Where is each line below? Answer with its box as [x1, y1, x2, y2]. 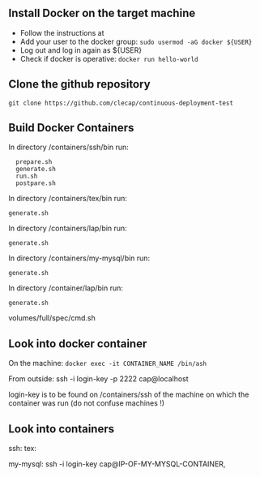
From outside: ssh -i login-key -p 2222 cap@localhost [8, 374, 189, 384]
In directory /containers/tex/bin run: [8, 194, 128, 204]
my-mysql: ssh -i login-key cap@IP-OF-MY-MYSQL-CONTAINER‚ [8, 459, 225, 469]
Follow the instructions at [19, 28, 104, 37]
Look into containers [8, 422, 115, 436]
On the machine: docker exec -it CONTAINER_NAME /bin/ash [8, 359, 207, 368]
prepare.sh [15, 158, 53, 166]
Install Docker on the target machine [8, 6, 196, 20]
